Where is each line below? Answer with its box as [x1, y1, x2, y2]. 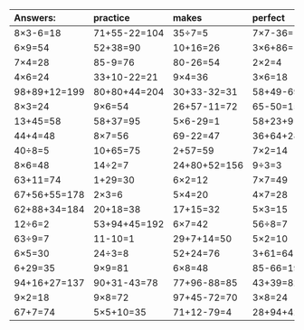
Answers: [14, 12, 56, 24]
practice [93, 12, 130, 24]
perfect [252, 12, 285, 24]
